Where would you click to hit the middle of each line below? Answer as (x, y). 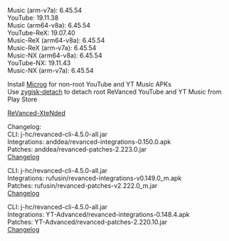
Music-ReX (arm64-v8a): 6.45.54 (56, 40)
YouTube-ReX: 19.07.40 (42, 33)
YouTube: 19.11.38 (33, 18)
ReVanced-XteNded (37, 113)
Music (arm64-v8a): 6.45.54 (49, 25)
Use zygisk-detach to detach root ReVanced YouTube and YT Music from (114, 92)
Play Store (22, 99)
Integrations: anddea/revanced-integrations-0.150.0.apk (89, 142)
